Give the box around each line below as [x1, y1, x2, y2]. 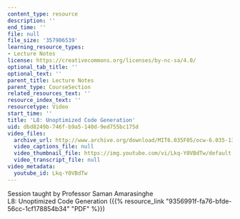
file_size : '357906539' [7, 37, 79, 44]
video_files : [7, 130, 46, 137]
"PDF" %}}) [71, 204, 106, 213]
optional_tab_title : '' [7, 63, 79, 71]
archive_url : [14, 136, 53, 143]
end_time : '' [7, 24, 46, 31]
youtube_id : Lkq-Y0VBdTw [14, 169, 88, 177]
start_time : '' [7, 110, 53, 117]
